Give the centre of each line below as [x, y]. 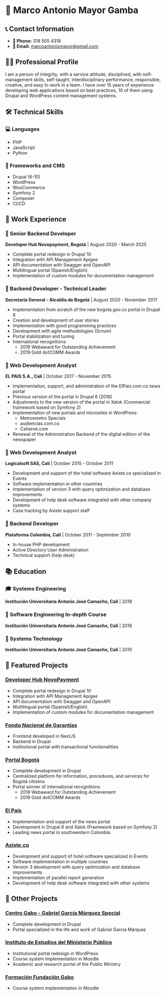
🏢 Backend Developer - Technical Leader [56, 289]
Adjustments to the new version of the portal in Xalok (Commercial [81, 402]
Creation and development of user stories [56, 320]
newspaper [24, 439]
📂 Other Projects [31, 899]
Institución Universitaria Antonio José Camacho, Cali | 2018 [69, 601]
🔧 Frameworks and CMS [35, 166]
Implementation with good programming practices [64, 325]
